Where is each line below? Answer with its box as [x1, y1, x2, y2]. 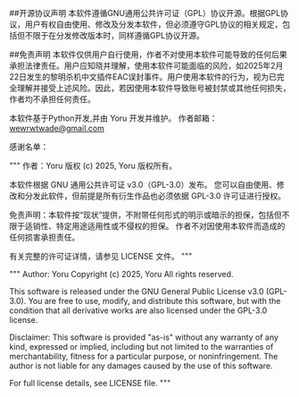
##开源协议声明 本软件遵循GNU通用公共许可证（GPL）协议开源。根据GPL [9, 8, 281, 18]
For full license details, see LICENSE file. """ [9, 378, 171, 388]
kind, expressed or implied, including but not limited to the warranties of [9, 342, 274, 351]
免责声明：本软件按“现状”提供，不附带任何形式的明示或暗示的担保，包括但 [9, 209, 283, 220]
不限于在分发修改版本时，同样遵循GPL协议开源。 [24, 30, 205, 40]
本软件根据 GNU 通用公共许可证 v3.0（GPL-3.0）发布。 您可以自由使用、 [9, 180, 278, 190]
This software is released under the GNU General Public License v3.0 [9, 286, 265, 297]
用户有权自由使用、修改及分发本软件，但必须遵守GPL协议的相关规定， [24, 19, 283, 30]
